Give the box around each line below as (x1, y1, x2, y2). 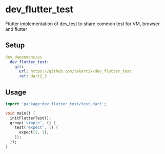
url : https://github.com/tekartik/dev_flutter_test (18, 69, 132, 74)
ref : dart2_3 (18, 73, 47, 79)
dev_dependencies (5, 54, 43, 60)
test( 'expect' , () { (14, 125, 58, 130)
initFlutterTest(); (10, 115, 52, 121)
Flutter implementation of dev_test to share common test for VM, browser (5, 21, 160, 27)
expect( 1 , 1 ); (18, 130, 50, 135)
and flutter (5, 26, 27, 32)
